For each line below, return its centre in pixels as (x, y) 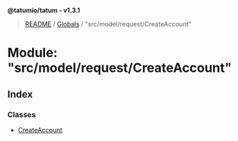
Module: (33, 53)
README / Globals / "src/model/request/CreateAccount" (108, 24)
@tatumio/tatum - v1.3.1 (44, 10)
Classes (22, 115)
